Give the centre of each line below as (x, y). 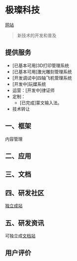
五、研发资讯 (25, 223)
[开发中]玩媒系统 (29, 84)
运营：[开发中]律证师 (34, 90)
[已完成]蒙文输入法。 (41, 103)
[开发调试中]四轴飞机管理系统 (42, 78)
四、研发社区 (25, 193)
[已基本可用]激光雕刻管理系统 (42, 71)
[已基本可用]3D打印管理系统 (40, 65)
